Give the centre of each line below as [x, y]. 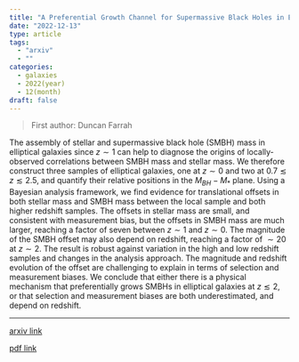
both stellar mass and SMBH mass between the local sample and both [137, 202]
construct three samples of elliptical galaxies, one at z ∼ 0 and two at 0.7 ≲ [148, 171]
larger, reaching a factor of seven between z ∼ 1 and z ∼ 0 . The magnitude [147, 230]
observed [27, 162]
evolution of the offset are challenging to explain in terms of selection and [144, 268]
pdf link [23, 349]
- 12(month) [40, 92]
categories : [31, 68]
